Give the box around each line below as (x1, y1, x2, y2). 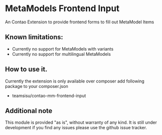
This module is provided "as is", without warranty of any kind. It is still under (5, 119, 157, 125)
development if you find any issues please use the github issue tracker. (5, 125, 147, 131)
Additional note (5, 106, 52, 115)
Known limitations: (5, 33, 63, 41)
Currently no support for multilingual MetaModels (12, 51, 111, 57)
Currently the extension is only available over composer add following (5, 78, 145, 84)
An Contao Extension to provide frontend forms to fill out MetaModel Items (5, 19, 154, 25)
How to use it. (5, 65, 48, 73)
